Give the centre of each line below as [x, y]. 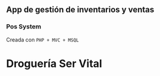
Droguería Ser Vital [54, 63]
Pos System [24, 27]
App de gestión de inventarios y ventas [80, 10]
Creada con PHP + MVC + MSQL [43, 39]
